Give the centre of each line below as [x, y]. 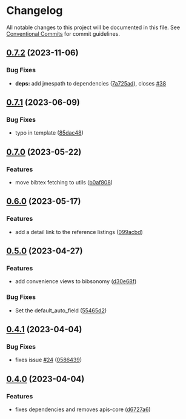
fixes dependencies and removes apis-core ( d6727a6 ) [83, 409]
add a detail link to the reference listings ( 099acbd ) [79, 232]
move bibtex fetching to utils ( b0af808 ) [64, 182]
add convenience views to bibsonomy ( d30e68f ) [76, 281]
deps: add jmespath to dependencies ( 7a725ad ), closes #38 [91, 83]
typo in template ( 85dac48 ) [49, 133]
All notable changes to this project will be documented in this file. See [93, 27]
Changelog [35, 11]
